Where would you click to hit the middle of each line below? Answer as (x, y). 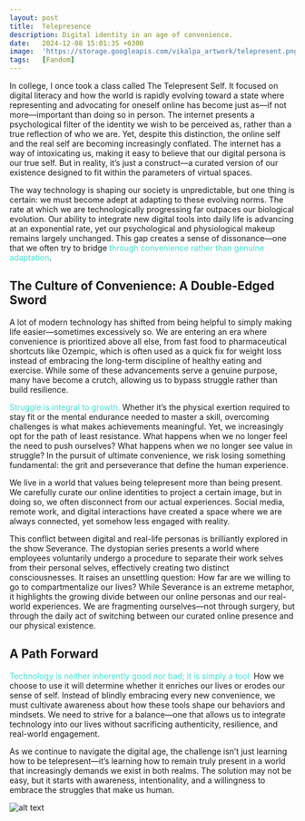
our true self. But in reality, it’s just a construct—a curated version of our (144, 163)
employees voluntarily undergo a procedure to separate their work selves (147, 558)
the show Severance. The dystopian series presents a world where (134, 548)
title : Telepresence (50, 26)
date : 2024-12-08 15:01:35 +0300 (77, 43)
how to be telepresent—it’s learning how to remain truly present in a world (148, 761)
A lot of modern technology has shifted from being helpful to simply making (151, 322)
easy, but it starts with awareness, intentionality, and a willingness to (138, 780)
